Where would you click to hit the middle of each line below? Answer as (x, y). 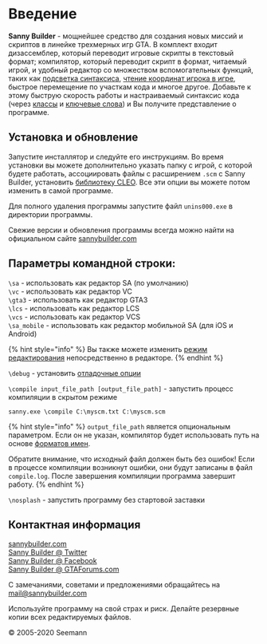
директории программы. (51, 214)
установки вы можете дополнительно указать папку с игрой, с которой (130, 165)
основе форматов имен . (49, 443)
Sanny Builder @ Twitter (48, 552)
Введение (43, 14)
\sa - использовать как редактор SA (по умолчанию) (98, 282)
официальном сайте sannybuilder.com (73, 238)
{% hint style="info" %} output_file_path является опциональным (120, 426)
